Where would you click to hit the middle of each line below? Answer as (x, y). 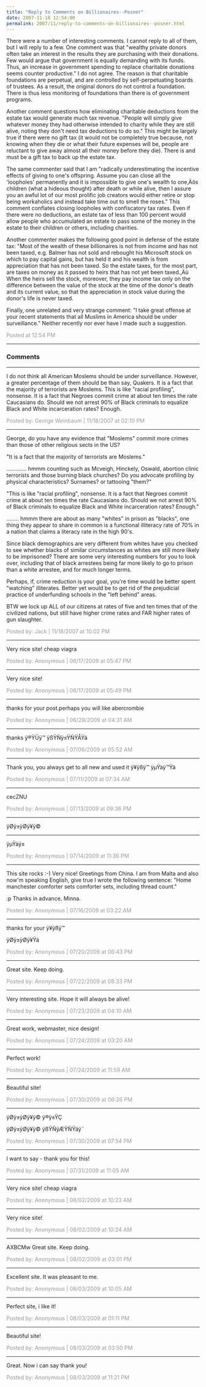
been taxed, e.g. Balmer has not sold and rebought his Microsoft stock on (99, 253)
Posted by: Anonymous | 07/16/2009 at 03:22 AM (69, 910)
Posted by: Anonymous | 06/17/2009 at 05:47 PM (69, 661)
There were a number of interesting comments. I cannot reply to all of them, (102, 41)
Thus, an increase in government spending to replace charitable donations (101, 67)
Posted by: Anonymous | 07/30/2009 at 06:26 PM (70, 1099)
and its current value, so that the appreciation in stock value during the (96, 292)
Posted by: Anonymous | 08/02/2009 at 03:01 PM (69, 1259)
